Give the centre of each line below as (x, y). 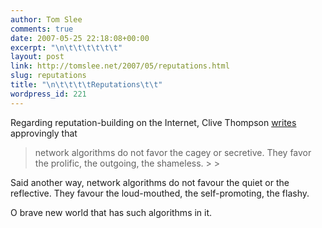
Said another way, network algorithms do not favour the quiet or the (150, 182)
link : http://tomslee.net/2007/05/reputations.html (120, 66)
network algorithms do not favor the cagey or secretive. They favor (173, 152)
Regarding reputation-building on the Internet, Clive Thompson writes (153, 122)
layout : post (37, 57)
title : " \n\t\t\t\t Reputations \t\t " (86, 85)
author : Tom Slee (46, 19)
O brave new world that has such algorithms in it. (111, 212)
